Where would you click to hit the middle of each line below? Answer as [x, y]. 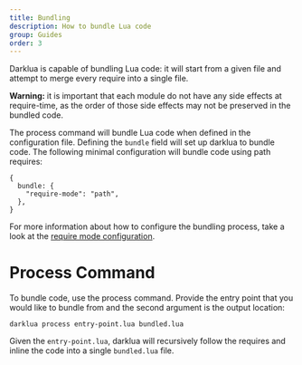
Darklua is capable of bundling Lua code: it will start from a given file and [146, 69]
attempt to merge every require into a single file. [99, 79]
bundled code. [36, 115]
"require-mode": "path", [72, 194]
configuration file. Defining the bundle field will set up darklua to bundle [142, 142]
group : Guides [36, 34]
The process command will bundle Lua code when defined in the [130, 133]
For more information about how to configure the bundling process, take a [147, 226]
